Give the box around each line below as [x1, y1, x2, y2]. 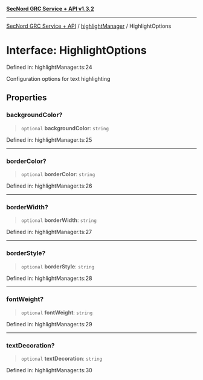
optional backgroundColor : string [21, 124, 109, 131]
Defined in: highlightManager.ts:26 [6, 182, 92, 189]
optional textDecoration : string [21, 355, 103, 363]
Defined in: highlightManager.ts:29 [6, 320, 92, 328]
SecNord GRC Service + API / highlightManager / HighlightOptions [6, 22, 172, 30]
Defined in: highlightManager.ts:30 [6, 367, 92, 374]
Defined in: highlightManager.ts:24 [6, 63, 92, 71]
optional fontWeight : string [21, 309, 93, 316]
